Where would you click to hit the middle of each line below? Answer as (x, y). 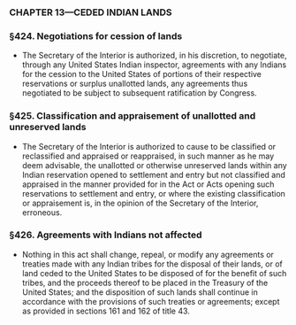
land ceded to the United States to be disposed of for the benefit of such (154, 273)
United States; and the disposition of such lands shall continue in (140, 292)
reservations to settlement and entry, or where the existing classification (153, 193)
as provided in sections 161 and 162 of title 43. (106, 311)
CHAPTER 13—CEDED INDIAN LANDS (91, 12)
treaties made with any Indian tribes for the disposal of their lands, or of (152, 264)
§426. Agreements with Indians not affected (106, 235)
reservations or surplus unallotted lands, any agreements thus (135, 84)
